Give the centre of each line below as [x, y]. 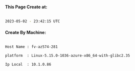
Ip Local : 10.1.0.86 [28, 65]
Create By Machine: [26, 32]
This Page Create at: [26, 7]
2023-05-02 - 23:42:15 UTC [33, 21]
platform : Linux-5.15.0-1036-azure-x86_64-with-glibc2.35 [68, 56]
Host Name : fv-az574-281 [31, 47]
